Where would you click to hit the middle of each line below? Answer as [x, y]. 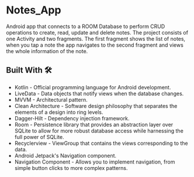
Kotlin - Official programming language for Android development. [93, 87]
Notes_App [34, 10]
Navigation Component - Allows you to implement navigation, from [95, 162]
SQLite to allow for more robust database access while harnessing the [99, 131]
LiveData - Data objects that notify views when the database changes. [99, 93]
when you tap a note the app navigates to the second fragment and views [95, 45]
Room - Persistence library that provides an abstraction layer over [94, 124]
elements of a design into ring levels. [59, 112]
